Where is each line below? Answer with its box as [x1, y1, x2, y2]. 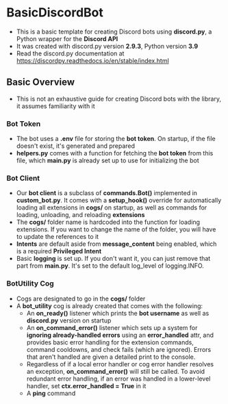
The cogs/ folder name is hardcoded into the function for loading [16, 218, 200, 227]
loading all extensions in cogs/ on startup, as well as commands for [16, 203, 207, 212]
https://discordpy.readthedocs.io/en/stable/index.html [16, 56, 169, 64]
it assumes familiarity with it [16, 101, 95, 110]
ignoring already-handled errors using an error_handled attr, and [26, 331, 214, 339]
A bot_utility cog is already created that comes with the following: [16, 301, 203, 310]
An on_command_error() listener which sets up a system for [26, 323, 198, 331]
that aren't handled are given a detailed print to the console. [26, 353, 196, 361]
